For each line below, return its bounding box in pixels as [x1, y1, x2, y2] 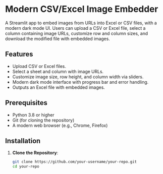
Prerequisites [5, 99, 48, 107]
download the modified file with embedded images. [5, 36, 110, 42]
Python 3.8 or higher [12, 112, 54, 117]
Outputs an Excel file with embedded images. [12, 84, 105, 90]
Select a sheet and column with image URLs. [12, 68, 104, 74]
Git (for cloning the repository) [12, 117, 75, 123]
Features [5, 50, 33, 58]
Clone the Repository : [12, 150, 58, 156]
